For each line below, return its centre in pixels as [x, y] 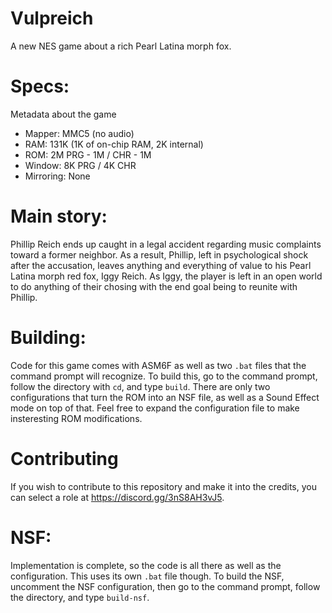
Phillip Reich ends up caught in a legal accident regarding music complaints [166, 244]
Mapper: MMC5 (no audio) [79, 133]
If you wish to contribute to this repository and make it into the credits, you [163, 486]
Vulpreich [52, 18]
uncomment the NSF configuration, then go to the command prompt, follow [165, 586]
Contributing [64, 458]
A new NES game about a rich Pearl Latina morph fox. [121, 46]
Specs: [40, 86]
